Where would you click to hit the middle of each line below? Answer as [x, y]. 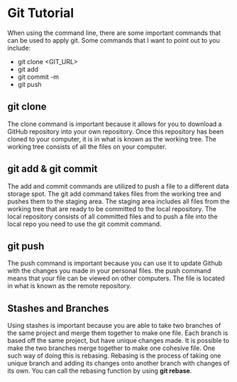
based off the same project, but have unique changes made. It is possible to [118, 341]
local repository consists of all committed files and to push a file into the [112, 216]
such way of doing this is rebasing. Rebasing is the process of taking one [114, 356]
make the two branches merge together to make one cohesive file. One [111, 348]
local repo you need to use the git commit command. [84, 224]
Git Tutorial [41, 13]
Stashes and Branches [58, 308]
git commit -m [38, 77]
